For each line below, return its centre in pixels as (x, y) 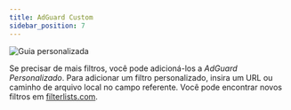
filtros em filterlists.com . (53, 96)
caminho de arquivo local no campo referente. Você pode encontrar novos (146, 87)
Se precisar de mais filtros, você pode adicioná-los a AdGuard (123, 68)
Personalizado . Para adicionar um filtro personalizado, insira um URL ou (141, 77)
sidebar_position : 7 (48, 26)
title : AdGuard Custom (51, 17)
